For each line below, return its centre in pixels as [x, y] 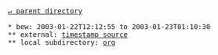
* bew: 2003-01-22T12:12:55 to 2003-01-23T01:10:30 [109, 27]
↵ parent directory [45, 11]
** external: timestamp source [68, 35]
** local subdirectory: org [62, 42]
